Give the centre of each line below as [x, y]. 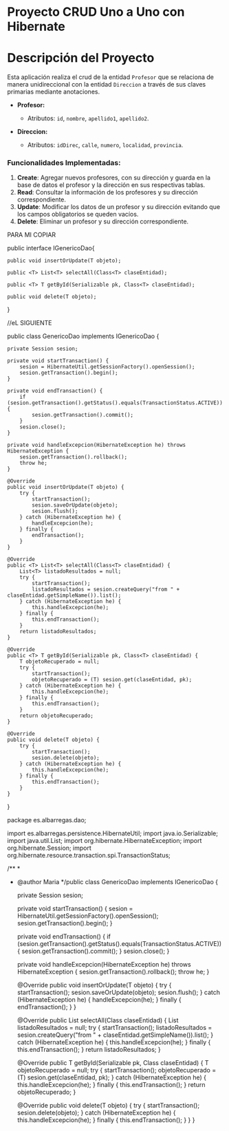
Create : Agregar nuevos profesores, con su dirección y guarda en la [114, 178]
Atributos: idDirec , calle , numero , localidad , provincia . [105, 145]
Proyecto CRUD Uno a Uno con [96, 12]
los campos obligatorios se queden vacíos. [78, 215]
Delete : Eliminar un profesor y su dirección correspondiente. [103, 221]
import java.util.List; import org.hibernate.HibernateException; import [105, 841]
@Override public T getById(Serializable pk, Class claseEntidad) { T [113, 1063]
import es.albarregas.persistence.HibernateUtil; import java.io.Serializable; [113, 833]
